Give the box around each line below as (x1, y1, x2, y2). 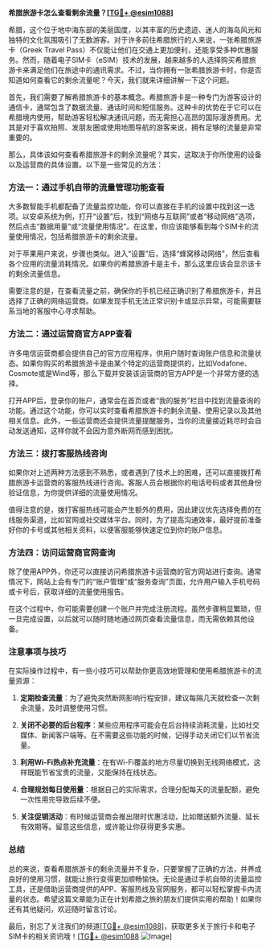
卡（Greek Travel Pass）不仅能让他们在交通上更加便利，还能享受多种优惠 (8, 45, 252, 55)
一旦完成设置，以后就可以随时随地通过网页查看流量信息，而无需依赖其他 (8, 614, 247, 624)
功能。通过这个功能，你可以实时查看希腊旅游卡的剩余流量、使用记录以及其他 (8, 406, 262, 415)
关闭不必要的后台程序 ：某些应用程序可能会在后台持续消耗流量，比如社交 (19, 720, 260, 730)
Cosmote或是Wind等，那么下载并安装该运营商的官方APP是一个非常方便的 (8, 368, 252, 378)
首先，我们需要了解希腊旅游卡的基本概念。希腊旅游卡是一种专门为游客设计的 (8, 93, 262, 101)
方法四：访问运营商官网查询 (8, 547, 116, 558)
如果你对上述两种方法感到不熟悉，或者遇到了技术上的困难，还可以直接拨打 (8, 467, 255, 477)
